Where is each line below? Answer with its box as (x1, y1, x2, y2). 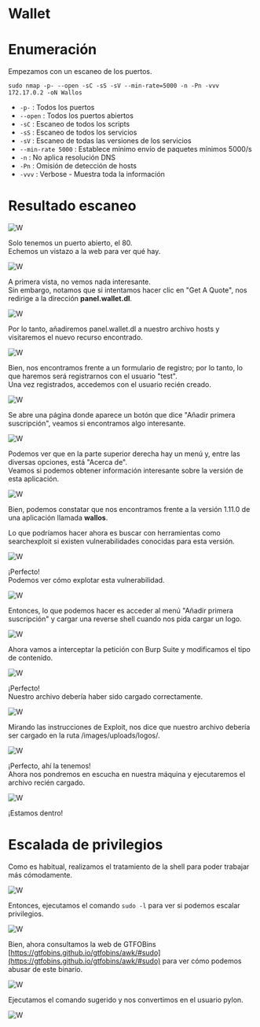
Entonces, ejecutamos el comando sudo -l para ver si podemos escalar (8, 901, 241, 910)
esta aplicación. (8, 474, 60, 484)
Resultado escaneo (8, 197, 137, 215)
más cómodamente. (8, 871, 73, 879)
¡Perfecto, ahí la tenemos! (8, 761, 92, 771)
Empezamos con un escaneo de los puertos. (8, 67, 152, 76)
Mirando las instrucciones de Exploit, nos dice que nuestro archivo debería (8, 723, 251, 732)
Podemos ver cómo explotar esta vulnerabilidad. (8, 576, 165, 585)
